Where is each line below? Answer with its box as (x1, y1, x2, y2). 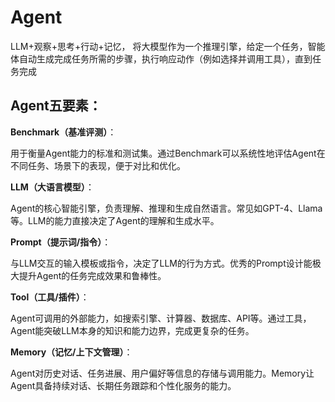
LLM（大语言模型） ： (10, 181, 95, 193)
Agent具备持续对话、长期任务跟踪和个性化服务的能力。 (10, 379, 237, 391)
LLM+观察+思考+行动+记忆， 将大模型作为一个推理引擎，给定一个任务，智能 (10, 40, 326, 52)
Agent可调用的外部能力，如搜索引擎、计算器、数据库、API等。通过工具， (10, 312, 312, 324)
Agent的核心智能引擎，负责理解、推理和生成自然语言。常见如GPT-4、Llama (10, 202, 323, 214)
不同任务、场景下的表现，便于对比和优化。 (10, 159, 186, 171)
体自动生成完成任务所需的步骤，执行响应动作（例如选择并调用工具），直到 (10, 52, 313, 65)
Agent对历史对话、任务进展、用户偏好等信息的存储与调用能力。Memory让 (10, 367, 315, 379)
